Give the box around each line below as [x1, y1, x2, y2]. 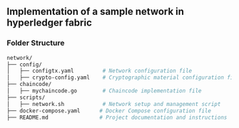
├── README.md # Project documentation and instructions [6, 114, 228, 121]
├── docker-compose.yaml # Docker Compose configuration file [6, 107, 212, 114]
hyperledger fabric [6, 17, 92, 29]
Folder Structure [6, 38, 65, 48]
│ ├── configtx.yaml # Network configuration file [6, 68, 193, 75]
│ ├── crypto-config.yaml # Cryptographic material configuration [6, 74, 224, 81]
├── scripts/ [6, 94, 46, 101]
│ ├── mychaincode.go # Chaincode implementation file [6, 87, 202, 95]
